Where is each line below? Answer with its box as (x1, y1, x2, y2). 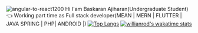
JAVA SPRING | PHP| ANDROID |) (6, 20, 87, 27)
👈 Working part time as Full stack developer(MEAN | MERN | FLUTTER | (6, 12, 183, 19)
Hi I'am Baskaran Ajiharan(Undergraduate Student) (65, 6, 189, 12)
